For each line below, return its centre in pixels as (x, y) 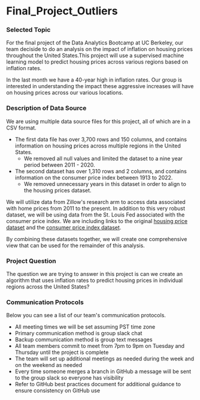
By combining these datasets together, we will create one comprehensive (97, 239)
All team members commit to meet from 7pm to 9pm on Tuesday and (99, 346)
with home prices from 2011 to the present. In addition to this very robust (96, 208)
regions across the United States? (48, 287)
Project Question (31, 261)
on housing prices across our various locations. (65, 93)
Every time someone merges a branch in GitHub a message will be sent (103, 372)
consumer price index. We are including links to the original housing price (97, 221)
